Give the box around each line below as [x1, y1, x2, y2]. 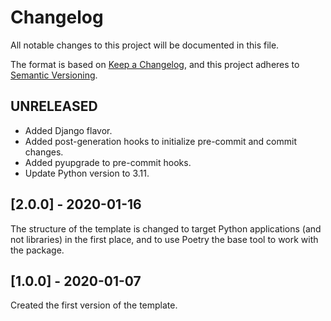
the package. [10, 244, 65, 256]
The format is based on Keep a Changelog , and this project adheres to [10, 58, 300, 70]
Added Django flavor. [24, 124, 113, 136]
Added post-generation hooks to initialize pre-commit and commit [24, 135, 297, 147]
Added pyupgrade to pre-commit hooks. [24, 156, 192, 168]
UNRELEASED [10, 98, 98, 115]
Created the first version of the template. [10, 299, 178, 311]
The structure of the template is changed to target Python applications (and [10, 222, 322, 235]
